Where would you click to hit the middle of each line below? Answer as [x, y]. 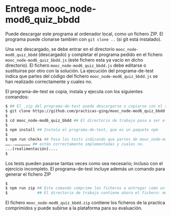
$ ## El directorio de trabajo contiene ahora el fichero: [83, 193]
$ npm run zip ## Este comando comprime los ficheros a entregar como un [85, 188]
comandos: [17, 97]
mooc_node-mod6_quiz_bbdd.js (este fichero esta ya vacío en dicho [74, 60]
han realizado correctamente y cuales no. [49, 82]
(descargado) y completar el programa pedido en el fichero [101, 55]
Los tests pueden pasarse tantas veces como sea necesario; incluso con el [84, 163]
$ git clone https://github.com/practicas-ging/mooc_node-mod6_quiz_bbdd [85, 111]
